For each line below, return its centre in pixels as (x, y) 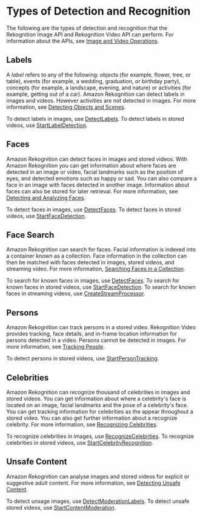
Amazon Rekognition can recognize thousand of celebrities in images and (98, 392)
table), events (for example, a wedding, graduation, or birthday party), (93, 81)
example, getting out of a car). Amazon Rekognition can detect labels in (95, 94)
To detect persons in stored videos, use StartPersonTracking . (83, 358)
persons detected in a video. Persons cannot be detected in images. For (96, 340)
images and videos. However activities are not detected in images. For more (101, 100)
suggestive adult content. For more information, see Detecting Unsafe (93, 483)
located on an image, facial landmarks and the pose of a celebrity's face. (97, 405)
